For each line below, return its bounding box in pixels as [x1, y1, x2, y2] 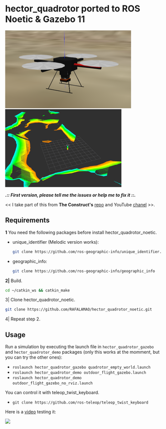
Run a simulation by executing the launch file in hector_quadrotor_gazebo [5, 344, 154, 350]
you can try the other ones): [5, 354, 63, 360]
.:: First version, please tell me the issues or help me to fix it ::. [5, 192, 136, 198]
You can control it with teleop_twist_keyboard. [5, 390, 99, 396]
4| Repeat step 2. [5, 316, 41, 322]
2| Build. [5, 278, 22, 284]
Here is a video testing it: [5, 409, 56, 415]
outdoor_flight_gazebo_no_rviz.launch [12, 381, 93, 386]
